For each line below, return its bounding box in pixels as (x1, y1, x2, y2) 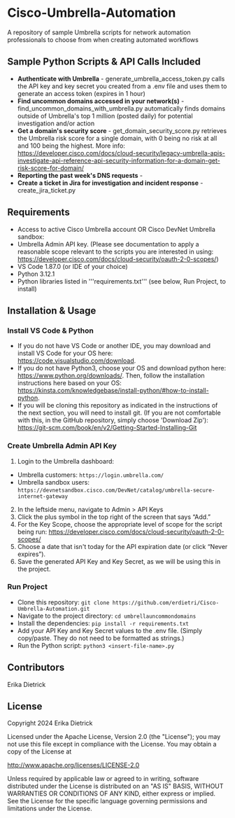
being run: (17, 527, 48, 536)
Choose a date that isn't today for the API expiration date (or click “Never (17, 542, 228, 550)
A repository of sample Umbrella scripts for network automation (7, 28, 191, 36)
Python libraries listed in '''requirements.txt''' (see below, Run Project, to (17, 277, 226, 285)
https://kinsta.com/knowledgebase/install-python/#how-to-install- (17, 387, 209, 395)
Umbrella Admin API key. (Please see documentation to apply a (17, 240, 199, 248)
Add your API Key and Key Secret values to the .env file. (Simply (17, 626, 203, 635)
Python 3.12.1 (17, 270, 55, 278)
